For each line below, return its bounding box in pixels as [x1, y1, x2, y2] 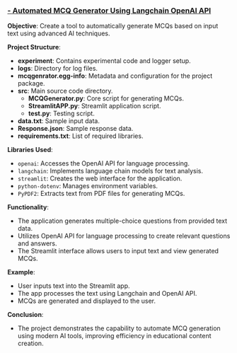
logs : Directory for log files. [17, 64, 98, 73]
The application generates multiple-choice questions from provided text [17, 216, 228, 225]
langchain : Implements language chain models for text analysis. [17, 167, 204, 175]
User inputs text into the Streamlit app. [17, 282, 130, 290]
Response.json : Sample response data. [17, 125, 134, 133]
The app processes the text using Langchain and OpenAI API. [17, 289, 197, 298]
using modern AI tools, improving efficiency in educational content [17, 332, 212, 340]
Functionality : [7, 203, 50, 212]
